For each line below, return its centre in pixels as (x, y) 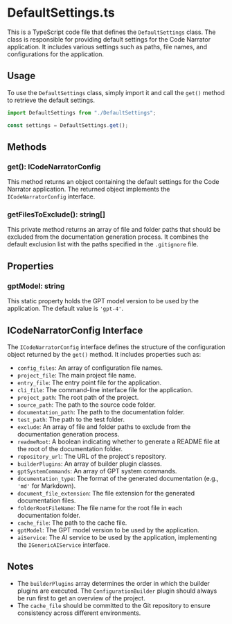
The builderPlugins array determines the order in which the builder (113, 583)
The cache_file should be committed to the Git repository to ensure (114, 605)
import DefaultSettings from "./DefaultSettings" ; (82, 112)
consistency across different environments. (79, 613)
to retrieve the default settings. (51, 100)
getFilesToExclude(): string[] (56, 214)
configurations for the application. (55, 54)
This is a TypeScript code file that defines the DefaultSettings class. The (111, 32)
